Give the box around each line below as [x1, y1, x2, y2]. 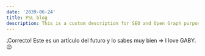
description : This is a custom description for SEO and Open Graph [6, 20, 182, 26]
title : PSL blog [6, 15, 48, 21]
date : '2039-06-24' [6, 9, 56, 15]
